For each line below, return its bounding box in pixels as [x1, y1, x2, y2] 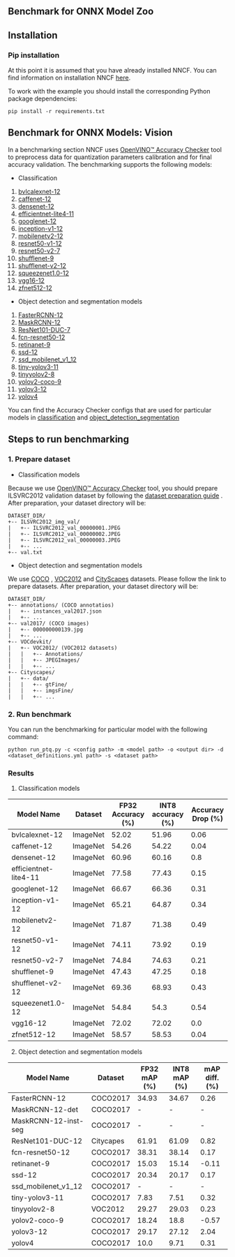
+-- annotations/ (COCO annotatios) [8, 602, 114, 609]
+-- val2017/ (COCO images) [8, 620, 90, 627]
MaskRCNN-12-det [11, 1105, 79, 1115]
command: [8, 732, 39, 741]
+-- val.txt [8, 549, 43, 556]
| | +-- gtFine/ [8, 680, 68, 688]
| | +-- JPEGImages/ [8, 656, 80, 664]
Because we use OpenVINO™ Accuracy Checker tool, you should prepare [8, 484, 218, 492]
